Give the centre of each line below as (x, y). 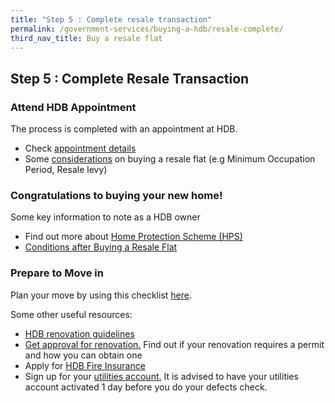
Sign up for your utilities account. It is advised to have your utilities (161, 376)
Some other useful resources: (71, 314)
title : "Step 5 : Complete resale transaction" (111, 19)
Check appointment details (80, 148)
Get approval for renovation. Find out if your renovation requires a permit (174, 344)
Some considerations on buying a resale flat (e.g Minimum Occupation (170, 159)
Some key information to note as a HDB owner (105, 217)
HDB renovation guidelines (79, 333)
